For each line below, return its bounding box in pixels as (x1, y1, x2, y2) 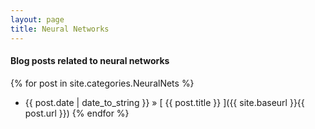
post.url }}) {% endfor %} (24, 107, 130, 119)
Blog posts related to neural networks (10, 55, 170, 67)
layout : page (10, 14, 65, 25)
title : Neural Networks (10, 24, 110, 34)
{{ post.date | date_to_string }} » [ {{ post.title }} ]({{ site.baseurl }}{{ (24, 96, 305, 108)
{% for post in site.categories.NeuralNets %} (10, 77, 195, 89)
